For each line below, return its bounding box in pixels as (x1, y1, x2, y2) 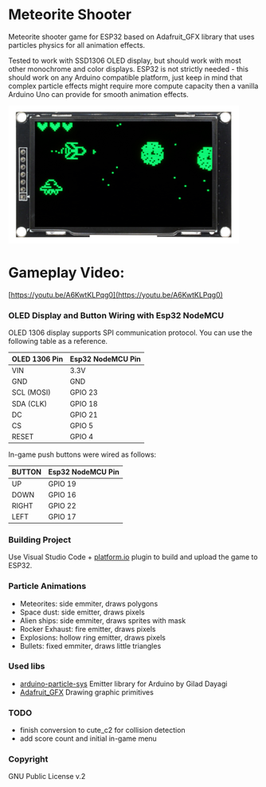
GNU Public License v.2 (8, 772, 86, 781)
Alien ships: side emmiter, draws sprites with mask (19, 615, 186, 625)
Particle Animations (8, 581, 87, 592)
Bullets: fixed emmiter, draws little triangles (19, 641, 162, 650)
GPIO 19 (48, 479, 76, 489)
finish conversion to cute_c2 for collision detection (19, 726, 186, 735)
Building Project (8, 534, 72, 545)
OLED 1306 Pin (11, 354, 64, 364)
